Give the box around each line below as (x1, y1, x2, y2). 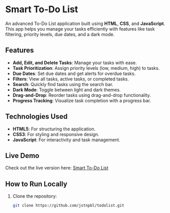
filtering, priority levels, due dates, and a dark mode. (5, 31, 115, 37)
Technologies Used (5, 112, 67, 121)
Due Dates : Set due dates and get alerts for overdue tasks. (12, 70, 136, 76)
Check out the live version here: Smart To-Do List (5, 165, 109, 171)
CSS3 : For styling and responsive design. (12, 131, 99, 137)
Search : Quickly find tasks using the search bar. (12, 81, 114, 87)
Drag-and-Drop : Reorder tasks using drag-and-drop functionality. (12, 92, 151, 98)
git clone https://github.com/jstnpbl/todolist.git (12, 203, 124, 208)
